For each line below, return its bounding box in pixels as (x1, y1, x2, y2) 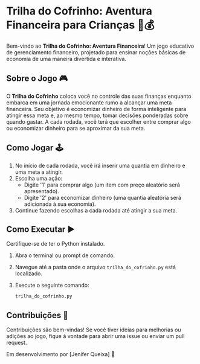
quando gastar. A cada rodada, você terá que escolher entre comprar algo (6, 118, 192, 125)
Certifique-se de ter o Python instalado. (6, 240, 105, 247)
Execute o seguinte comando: (15, 282, 89, 289)
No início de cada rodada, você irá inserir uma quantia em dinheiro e (15, 162, 185, 169)
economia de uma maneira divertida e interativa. (6, 55, 127, 62)
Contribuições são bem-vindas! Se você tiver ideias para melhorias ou (6, 326, 181, 333)
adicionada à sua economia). (24, 200, 96, 208)
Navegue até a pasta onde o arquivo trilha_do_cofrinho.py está (15, 264, 176, 271)
